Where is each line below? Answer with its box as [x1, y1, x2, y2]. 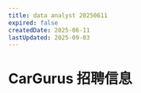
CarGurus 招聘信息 [8, 70, 132, 87]
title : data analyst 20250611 [8, 11, 109, 20]
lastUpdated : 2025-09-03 [8, 33, 90, 42]
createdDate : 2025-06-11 [8, 26, 90, 34]
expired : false [8, 19, 59, 27]
